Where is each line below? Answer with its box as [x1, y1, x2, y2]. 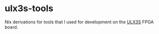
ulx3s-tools [4, 3, 53, 14]
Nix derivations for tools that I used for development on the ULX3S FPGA [4, 19, 154, 25]
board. [4, 24, 18, 30]
